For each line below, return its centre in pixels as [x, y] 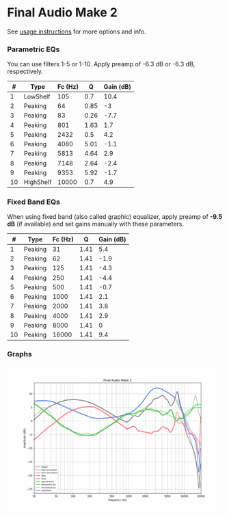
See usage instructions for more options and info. [77, 31]
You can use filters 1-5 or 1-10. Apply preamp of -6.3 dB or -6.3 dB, [101, 64]
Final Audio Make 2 [63, 13]
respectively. [25, 71]
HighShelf [38, 182]
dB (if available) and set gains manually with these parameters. [96, 224]
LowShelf [37, 96]
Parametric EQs [33, 49]
